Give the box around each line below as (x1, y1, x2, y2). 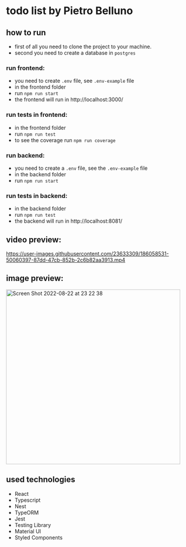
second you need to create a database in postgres (14, 49, 136, 56)
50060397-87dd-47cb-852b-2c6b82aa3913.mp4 (6, 257, 126, 263)
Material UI (14, 528, 42, 535)
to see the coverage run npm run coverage (14, 136, 116, 143)
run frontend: (6, 63, 45, 72)
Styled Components (14, 533, 63, 541)
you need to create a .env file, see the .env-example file (14, 165, 148, 172)
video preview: (6, 234, 61, 244)
